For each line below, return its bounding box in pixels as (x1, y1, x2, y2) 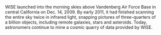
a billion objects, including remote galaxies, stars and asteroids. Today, (5, 19, 147, 25)
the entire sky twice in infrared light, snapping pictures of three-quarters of (5, 14, 156, 20)
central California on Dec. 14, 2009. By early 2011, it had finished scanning (5, 9, 154, 15)
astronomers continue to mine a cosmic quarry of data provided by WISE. (5, 24, 153, 30)
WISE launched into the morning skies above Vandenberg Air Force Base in (5, 4, 156, 10)
